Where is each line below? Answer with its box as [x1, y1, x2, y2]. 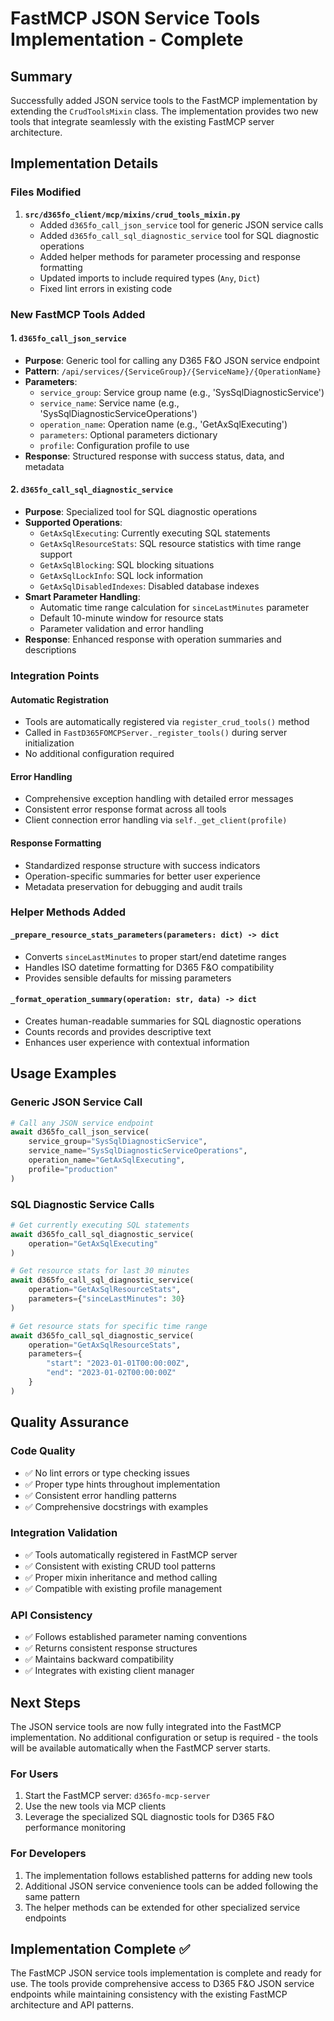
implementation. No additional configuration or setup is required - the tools [10, 1731, 319, 1743]
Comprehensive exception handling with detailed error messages [24, 793, 294, 805]
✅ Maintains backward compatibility [24, 1653, 175, 1666]
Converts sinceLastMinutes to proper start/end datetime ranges [24, 950, 287, 962]
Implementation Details [10, 155, 159, 172]
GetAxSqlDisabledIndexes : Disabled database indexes [39, 580, 260, 592]
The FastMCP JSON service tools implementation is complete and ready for [10, 1967, 322, 1979]
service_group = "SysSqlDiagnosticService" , [28, 1137, 208, 1147]
